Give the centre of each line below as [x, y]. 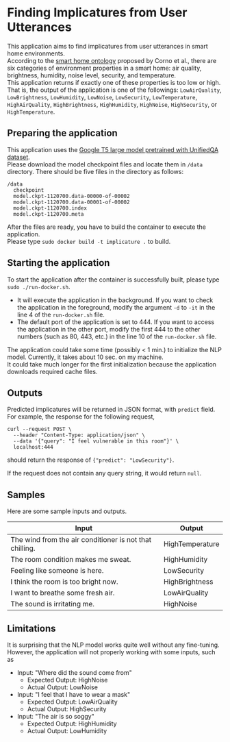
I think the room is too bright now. [64, 582]
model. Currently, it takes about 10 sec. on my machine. [86, 357]
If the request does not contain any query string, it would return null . [104, 473]
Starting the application [59, 263]
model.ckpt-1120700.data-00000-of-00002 [72, 196]
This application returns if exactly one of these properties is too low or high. [114, 82]
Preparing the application [62, 133]
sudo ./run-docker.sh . [39, 286]
